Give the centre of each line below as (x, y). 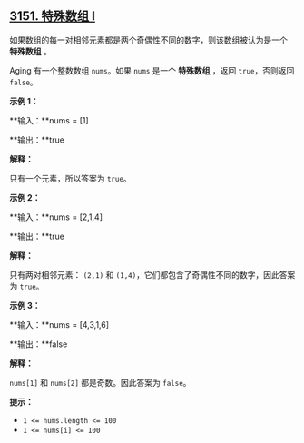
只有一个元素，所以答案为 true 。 (70, 178)
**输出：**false (39, 344)
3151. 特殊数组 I (52, 16)
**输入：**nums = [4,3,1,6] (59, 324)
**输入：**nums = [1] (49, 120)
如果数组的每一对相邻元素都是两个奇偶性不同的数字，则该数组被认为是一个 (148, 40)
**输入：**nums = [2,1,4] (56, 217)
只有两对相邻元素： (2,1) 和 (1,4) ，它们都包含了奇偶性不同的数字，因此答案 (152, 274)
